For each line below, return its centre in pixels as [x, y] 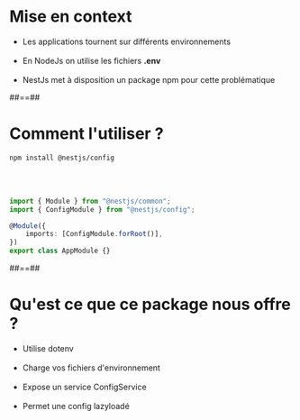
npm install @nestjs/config [62, 158]
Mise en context [71, 17]
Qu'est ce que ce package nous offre [150, 305]
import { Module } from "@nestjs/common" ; [90, 201]
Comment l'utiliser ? [86, 134]
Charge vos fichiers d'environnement [91, 368]
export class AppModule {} [60, 251]
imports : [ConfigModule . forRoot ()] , [95, 234]
